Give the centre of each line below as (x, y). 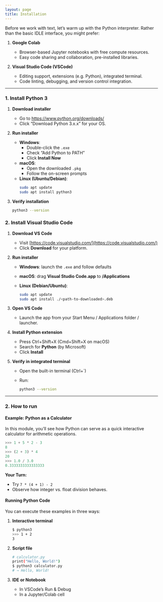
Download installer (32, 109)
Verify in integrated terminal (41, 362)
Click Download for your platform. (53, 248)
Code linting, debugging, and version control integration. (76, 81)
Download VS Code (32, 233)
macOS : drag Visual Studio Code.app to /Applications (74, 276)
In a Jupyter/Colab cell (42, 595)
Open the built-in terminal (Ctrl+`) (53, 371)
